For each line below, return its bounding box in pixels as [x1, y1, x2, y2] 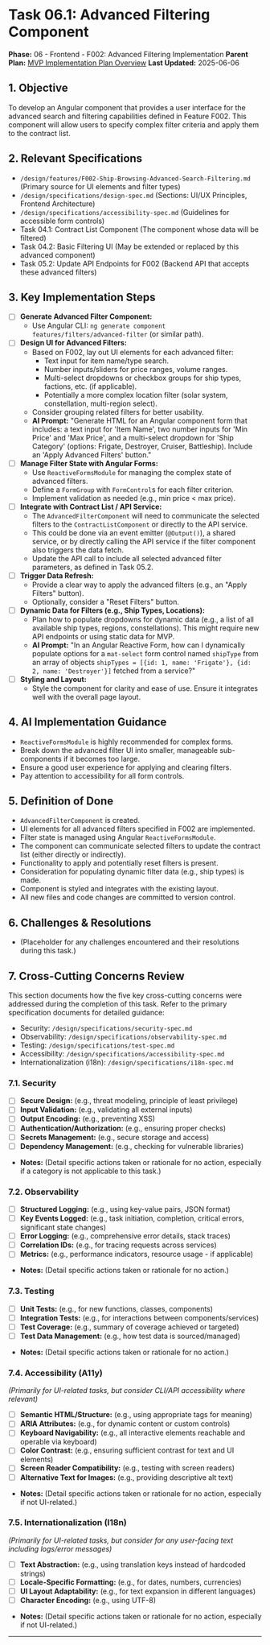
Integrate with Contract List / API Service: [19, 502, 162, 511]
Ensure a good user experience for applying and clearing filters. [19, 763, 231, 772]
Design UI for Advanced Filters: [19, 338, 127, 348]
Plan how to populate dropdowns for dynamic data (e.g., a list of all [31, 614, 255, 624]
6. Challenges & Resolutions [8, 915, 152, 929]
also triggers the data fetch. [31, 545, 125, 555]
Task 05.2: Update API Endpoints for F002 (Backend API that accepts [19, 258, 250, 268]
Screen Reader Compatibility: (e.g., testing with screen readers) [19, 1463, 235, 1473]
